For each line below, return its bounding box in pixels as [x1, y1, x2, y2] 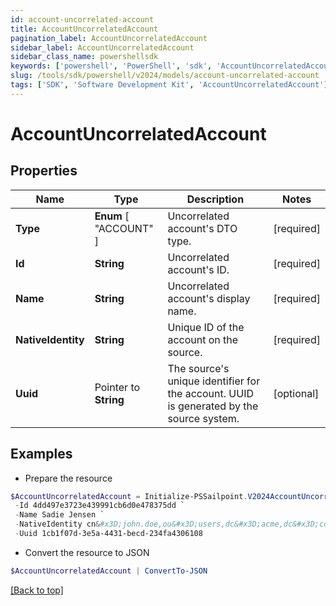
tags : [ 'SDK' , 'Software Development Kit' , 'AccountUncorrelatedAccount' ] [10, 80, 329, 90]
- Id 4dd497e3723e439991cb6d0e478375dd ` [14, 501, 186, 511]
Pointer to [94, 380, 141, 394]
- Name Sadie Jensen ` [14, 510, 105, 520]
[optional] [273, 386, 320, 400]
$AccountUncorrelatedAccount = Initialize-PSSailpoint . [10, 491, 248, 501]
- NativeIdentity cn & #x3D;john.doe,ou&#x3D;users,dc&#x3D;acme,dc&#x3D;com [14, 519, 333, 530]
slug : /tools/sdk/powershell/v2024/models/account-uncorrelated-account [10, 71, 320, 81]
